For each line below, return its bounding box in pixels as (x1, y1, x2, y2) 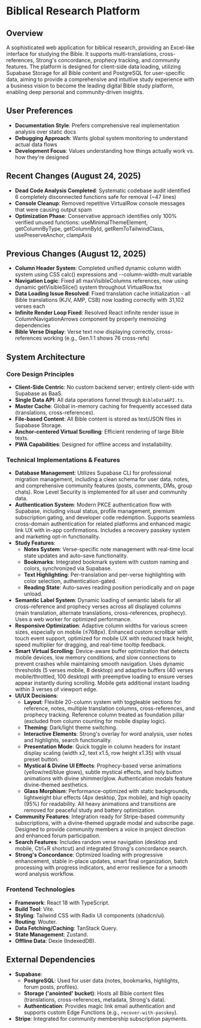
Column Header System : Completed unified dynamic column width (14, 265, 181, 272)
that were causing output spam (14, 205, 92, 213)
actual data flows (14, 141, 58, 148)
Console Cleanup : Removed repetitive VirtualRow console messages (14, 199, 185, 207)
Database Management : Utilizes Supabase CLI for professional (14, 469, 172, 477)
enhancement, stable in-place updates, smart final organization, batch (14, 858, 188, 865)
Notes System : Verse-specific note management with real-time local (23, 546, 194, 553)
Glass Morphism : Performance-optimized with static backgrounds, (23, 788, 190, 795)
